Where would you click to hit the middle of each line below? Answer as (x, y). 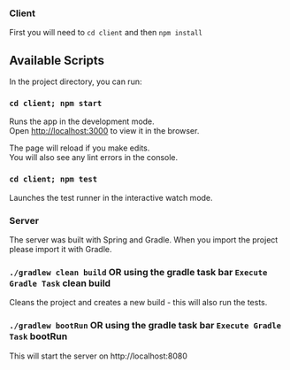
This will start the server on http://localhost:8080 (99, 356)
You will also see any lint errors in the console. (94, 158)
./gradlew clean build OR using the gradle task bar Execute (138, 272)
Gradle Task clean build (60, 283)
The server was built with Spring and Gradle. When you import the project (144, 240)
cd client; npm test (53, 179)
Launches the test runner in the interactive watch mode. (111, 197)
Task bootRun (38, 336)
